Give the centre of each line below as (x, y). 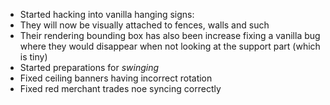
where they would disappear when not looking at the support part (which (170, 46)
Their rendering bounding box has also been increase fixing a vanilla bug (170, 35)
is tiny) (33, 57)
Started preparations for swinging (89, 67)
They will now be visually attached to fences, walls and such (144, 25)
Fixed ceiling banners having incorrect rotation (116, 78)
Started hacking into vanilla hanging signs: (107, 14)
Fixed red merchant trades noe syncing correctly (120, 88)
